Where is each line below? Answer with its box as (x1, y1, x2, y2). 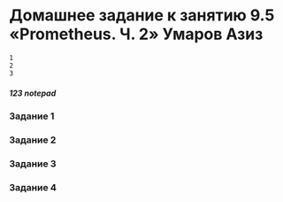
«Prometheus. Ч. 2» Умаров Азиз (9, 24, 264, 44)
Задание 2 (9, 134, 57, 146)
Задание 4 (9, 181, 57, 193)
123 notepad (9, 88, 57, 98)
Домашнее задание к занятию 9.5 (9, 5, 275, 26)
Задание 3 (9, 157, 57, 169)
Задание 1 (9, 110, 55, 122)
